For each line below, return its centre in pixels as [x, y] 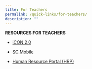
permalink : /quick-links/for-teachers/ [46, 14]
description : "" [22, 19]
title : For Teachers [26, 10]
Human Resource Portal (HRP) [43, 62]
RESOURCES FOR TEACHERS [35, 33]
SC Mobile [23, 52]
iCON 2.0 [22, 42]
